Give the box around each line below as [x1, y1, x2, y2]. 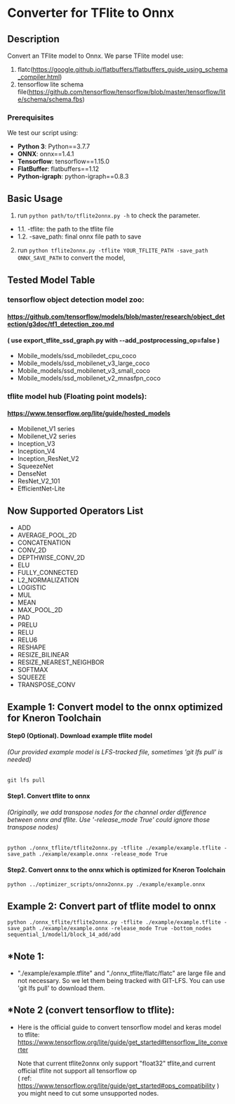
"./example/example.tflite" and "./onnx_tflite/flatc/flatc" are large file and [17, 969, 226, 977]
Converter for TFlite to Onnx [7, 5, 175, 21]
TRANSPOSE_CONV [17, 680, 76, 689]
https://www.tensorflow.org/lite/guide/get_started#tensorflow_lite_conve [17, 1038, 228, 1046]
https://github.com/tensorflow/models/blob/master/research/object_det [7, 312, 225, 321]
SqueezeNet [17, 462, 54, 471]
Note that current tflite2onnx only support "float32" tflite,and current [17, 1059, 216, 1067]
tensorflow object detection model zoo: [7, 295, 145, 305]
